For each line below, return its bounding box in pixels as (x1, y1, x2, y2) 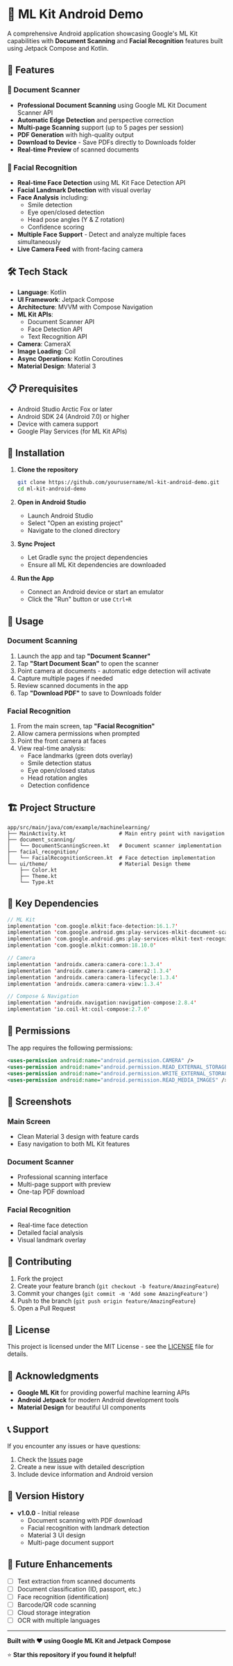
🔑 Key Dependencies (7, 897, 99, 910)
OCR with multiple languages (17, 1616, 101, 1624)
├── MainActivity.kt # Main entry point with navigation (7, 830, 225, 837)
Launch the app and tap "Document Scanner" (17, 652, 151, 660)
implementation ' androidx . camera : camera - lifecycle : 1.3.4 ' (7, 974, 178, 981)
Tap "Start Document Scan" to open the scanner (17, 659, 159, 667)
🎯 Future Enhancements (7, 1558, 113, 1571)
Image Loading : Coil (17, 347, 76, 355)
